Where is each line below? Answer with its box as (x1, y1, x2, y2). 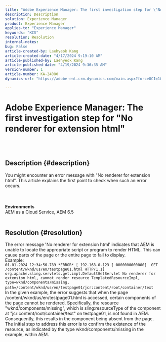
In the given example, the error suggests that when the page (5, 290, 128, 295)
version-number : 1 (5, 67, 43, 72)
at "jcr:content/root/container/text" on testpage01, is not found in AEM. (5, 310, 149, 317)
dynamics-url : (5, 76, 35, 81)
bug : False (5, 44, 28, 49)
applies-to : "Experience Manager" (5, 26, 77, 31)
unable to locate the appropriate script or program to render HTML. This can (5, 247, 161, 253)
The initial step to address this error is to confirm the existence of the (5, 321, 146, 327)
